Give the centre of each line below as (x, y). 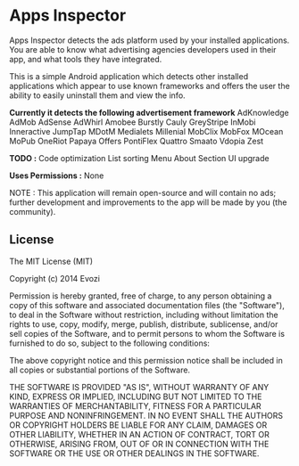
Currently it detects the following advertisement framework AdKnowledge (149, 112)
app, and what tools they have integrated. (86, 59)
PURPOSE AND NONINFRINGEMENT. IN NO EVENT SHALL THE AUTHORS (146, 415)
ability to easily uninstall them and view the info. (97, 95)
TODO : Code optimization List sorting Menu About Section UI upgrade (139, 158)
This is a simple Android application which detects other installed (129, 76)
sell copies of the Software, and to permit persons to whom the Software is (147, 333)
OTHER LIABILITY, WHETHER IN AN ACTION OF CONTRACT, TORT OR (139, 434)
